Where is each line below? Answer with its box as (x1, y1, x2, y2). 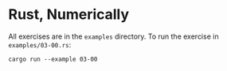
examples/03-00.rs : (8, 39, 72, 49)
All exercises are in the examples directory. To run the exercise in (8, 32, 219, 41)
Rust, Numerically (8, 6, 130, 24)
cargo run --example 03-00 (8, 55, 98, 63)
